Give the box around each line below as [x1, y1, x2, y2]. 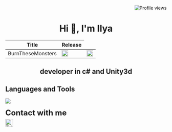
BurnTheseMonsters [8, 50, 57, 57]
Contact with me [5, 108, 67, 118]
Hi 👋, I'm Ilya [59, 23, 113, 34]
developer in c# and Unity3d [40, 67, 132, 76]
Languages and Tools [5, 84, 75, 93]
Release [61, 41, 82, 48]
